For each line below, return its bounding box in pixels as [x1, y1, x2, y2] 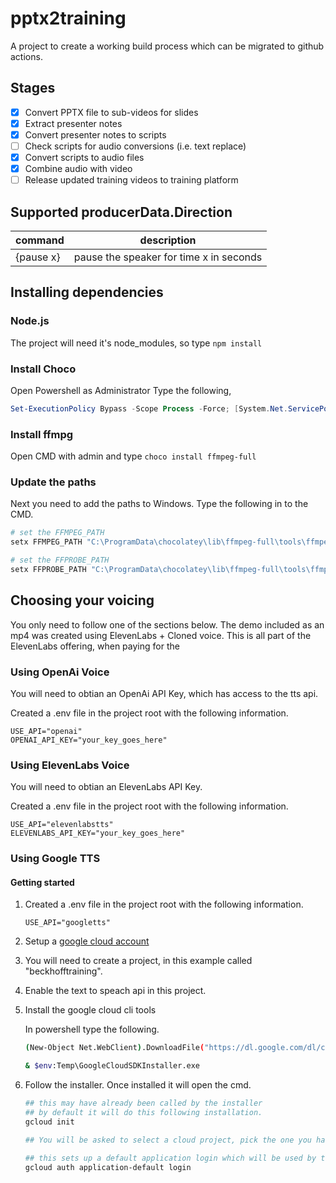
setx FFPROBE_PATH [10, 565, 87, 575]
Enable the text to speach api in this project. [24, 985, 207, 997]
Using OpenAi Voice [10, 665, 110, 679]
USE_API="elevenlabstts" [10, 820, 114, 830]
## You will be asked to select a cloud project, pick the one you [24, 1135, 312, 1145]
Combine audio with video [24, 163, 133, 175]
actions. [10, 50, 43, 62]
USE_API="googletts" [24, 918, 111, 928]
